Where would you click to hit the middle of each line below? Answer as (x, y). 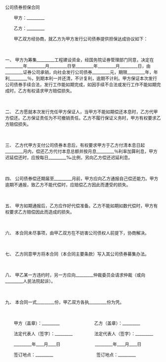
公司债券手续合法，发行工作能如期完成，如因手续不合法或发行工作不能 (77, 85)
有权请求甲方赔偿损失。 (50, 91)
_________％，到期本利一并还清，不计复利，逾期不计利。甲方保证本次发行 (83, 78)
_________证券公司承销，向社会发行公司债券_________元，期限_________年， (80, 72)
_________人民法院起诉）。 (30, 281)
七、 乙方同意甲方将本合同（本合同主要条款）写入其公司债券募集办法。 (77, 254)
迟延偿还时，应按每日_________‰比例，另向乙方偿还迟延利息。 (69, 158)
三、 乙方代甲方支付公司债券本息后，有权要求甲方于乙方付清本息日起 (75, 145)
